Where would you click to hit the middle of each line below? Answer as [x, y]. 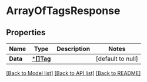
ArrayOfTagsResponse [63, 11]
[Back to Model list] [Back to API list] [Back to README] [73, 73]
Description [73, 49]
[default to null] [117, 59]
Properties [26, 33]
